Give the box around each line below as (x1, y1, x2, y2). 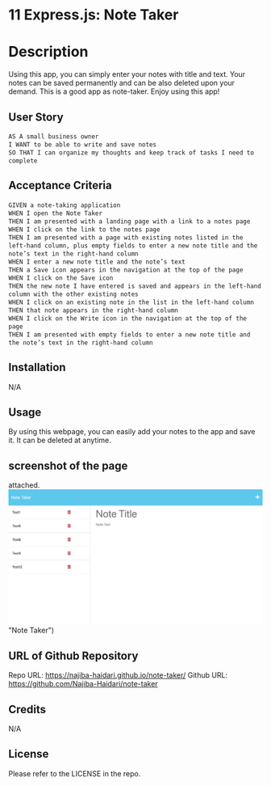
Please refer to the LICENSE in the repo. (8, 768, 141, 778)
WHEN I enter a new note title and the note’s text (8, 257, 186, 266)
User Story (8, 110, 64, 124)
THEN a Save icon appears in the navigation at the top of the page (8, 265, 244, 274)
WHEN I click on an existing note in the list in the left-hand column (8, 298, 254, 306)
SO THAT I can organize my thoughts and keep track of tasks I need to (8, 148, 254, 157)
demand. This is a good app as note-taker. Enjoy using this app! (8, 87, 220, 96)
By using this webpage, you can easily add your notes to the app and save (8, 427, 256, 437)
